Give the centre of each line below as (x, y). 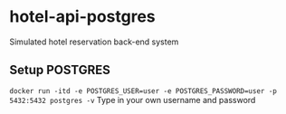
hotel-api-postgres (82, 17)
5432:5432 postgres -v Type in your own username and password (133, 100)
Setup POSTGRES (60, 70)
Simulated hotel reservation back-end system (94, 42)
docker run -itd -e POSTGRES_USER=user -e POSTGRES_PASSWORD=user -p (143, 91)
